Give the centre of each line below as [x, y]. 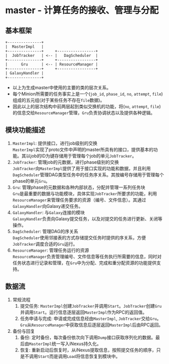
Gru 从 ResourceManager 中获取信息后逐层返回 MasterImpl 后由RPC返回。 [92, 325]
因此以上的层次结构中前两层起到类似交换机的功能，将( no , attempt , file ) [87, 106]
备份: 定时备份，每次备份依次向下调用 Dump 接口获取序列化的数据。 [88, 337]
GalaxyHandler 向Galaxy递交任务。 [48, 206]
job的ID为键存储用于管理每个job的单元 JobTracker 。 [83, 156]
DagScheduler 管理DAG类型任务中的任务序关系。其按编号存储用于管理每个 [88, 175]
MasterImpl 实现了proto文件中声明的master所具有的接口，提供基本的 [83, 150]
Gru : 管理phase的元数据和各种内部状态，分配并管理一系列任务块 [79, 187]
